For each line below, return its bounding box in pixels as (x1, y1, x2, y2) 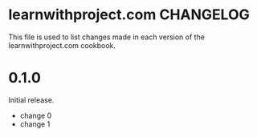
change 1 (19, 119, 51, 129)
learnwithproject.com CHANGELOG (8, 6, 251, 24)
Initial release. (8, 95, 55, 105)
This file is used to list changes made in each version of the (8, 32, 205, 42)
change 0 (19, 111, 52, 120)
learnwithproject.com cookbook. (8, 40, 116, 50)
